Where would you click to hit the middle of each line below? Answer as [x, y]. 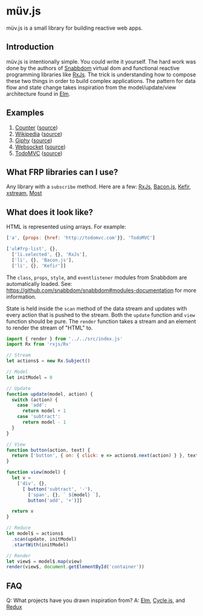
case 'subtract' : [39, 417]
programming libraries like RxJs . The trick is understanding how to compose [101, 75]
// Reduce [19, 528]
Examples [25, 113]
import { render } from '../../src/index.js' [64, 339]
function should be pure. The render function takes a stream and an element [101, 321]
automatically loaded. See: [39, 283]
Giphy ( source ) [34, 140]
